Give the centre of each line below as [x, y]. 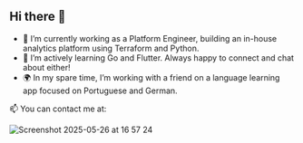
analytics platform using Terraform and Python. [111, 48]
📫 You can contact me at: [58, 109]
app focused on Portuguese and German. [100, 91]
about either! [46, 67]
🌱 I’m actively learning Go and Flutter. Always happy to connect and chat [158, 57]
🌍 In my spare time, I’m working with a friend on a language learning [151, 77]
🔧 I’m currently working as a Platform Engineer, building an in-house [150, 38]
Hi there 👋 [38, 17]
